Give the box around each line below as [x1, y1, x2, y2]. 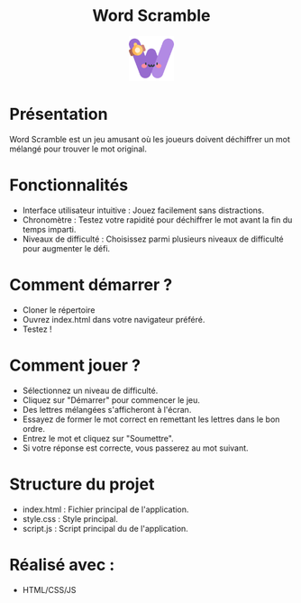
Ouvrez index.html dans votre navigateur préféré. [22, 314, 205, 324]
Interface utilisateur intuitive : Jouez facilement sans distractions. [22, 205, 265, 215]
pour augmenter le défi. [22, 242, 111, 253]
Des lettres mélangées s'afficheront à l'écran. [22, 404, 192, 415]
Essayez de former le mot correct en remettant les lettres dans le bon [22, 414, 280, 425]
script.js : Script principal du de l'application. [22, 523, 189, 534]
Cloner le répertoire [22, 304, 96, 315]
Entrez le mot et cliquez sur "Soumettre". [22, 433, 174, 443]
